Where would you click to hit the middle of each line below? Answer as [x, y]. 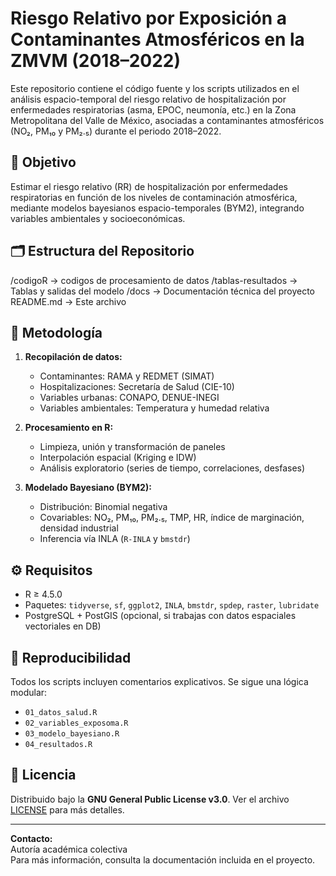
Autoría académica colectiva [69, 849]
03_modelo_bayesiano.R [72, 734]
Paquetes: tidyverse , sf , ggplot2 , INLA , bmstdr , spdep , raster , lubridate [172, 605]
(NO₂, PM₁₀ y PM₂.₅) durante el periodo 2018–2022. [116, 131]
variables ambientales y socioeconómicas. [98, 218]
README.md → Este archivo [68, 301]
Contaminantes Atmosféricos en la [157, 39]
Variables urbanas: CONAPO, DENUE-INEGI [129, 398]
